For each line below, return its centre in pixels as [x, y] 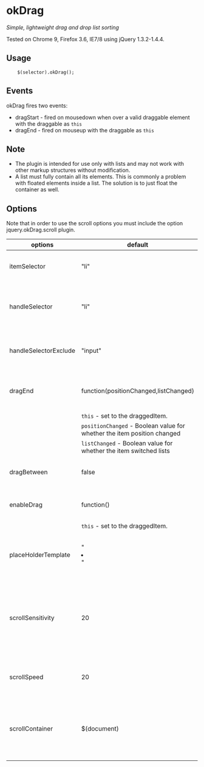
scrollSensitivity [32, 618]
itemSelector [27, 267]
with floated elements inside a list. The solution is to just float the [96, 183]
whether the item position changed [131, 434]
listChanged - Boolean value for [127, 443]
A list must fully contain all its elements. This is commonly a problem [100, 177]
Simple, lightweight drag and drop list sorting [63, 27]
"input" [91, 351]
